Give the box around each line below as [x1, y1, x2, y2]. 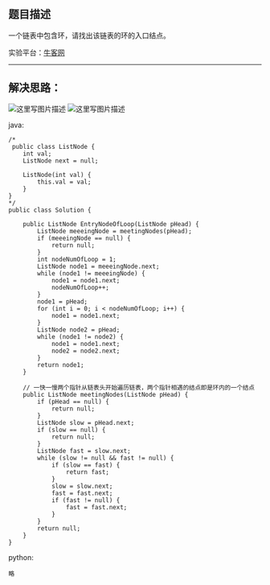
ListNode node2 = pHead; [37, 325, 121, 334]
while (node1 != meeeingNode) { [37, 269, 146, 278]
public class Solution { [8, 206, 92, 214]
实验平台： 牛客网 [8, 47, 65, 57]
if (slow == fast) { [51, 461, 121, 469]
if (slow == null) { [37, 426, 106, 434]
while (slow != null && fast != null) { [37, 454, 174, 462]
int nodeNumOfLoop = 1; [37, 255, 117, 263]
